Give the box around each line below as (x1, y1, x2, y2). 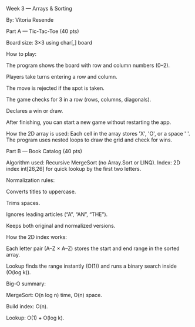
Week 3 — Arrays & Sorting (6, 5, 72, 12)
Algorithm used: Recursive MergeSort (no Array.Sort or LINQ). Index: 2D (6, 159, 180, 166)
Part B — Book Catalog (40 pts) (6, 148, 82, 154)
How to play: (6, 50, 37, 58)
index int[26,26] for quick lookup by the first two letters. (6, 166, 142, 172)
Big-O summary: (6, 280, 46, 287)
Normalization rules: (6, 177, 55, 184)
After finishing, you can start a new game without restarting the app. (6, 119, 172, 126)
